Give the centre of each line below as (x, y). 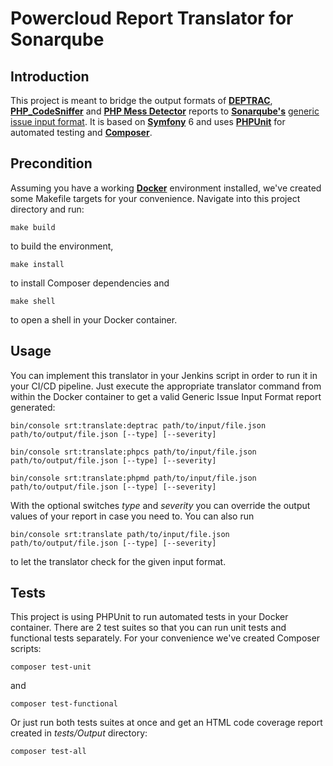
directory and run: (47, 209)
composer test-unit (51, 667)
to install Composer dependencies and (90, 283)
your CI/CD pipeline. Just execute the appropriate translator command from (166, 386)
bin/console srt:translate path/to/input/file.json (120, 534)
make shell (33, 301)
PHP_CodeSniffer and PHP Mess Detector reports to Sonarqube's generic (165, 111)
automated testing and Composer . (81, 132)
